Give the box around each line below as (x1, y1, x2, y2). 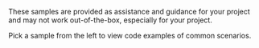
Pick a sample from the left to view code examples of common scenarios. (8, 31, 252, 40)
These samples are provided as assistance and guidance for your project (8, 7, 251, 16)
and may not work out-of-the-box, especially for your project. (8, 15, 213, 25)
